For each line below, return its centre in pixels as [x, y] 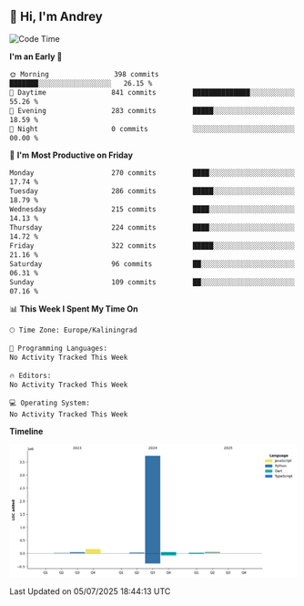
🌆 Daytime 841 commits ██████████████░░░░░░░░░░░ [152, 92]
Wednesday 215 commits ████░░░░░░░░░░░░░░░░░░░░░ [152, 209]
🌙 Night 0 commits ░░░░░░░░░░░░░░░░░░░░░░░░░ [152, 128]
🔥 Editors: [30, 375]
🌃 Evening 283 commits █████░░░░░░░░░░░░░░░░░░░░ [152, 110]
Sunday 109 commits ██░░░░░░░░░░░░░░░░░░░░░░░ [152, 282]
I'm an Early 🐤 [36, 56]
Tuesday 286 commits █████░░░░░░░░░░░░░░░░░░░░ [152, 191]
